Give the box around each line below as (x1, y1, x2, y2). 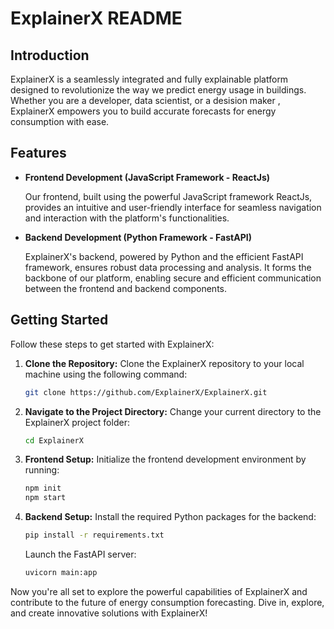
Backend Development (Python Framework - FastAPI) (24, 231, 252, 243)
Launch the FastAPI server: (24, 548, 137, 560)
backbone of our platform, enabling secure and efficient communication (24, 272, 322, 284)
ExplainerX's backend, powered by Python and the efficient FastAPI (24, 250, 304, 262)
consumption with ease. (10, 116, 110, 127)
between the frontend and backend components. (24, 282, 228, 294)
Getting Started (10, 312, 109, 329)
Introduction (10, 47, 90, 64)
